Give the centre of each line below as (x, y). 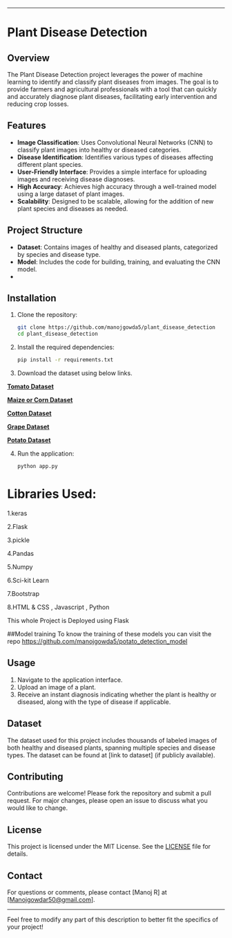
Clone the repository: (47, 315)
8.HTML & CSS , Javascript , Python (58, 607)
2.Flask (18, 526)
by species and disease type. (59, 254)
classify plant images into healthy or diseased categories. (99, 150)
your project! (25, 927)
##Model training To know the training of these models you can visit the (109, 633)
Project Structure (45, 230)
